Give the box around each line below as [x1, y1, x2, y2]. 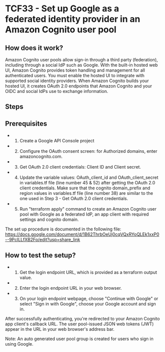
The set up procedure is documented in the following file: [5, 226, 122, 232]
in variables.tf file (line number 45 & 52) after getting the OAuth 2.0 [19, 180, 156, 186]
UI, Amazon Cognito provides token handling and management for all [5, 67, 145, 73]
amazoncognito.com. [19, 154, 63, 160]
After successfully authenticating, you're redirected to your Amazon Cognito [5, 316, 160, 322]
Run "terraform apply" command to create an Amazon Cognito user [19, 206, 157, 212]
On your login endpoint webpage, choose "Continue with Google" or [19, 296, 159, 302]
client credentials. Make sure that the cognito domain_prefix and [19, 185, 150, 191]
